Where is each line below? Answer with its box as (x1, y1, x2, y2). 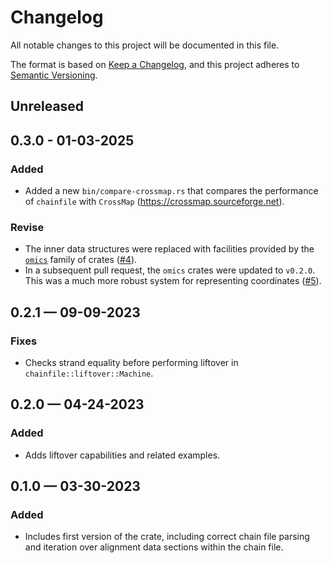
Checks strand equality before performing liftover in (24, 357, 239, 368)
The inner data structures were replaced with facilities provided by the (24, 243, 315, 255)
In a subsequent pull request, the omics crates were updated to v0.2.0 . (24, 264, 316, 276)
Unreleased (10, 98, 85, 115)
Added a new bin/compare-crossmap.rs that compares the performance (24, 185, 319, 197)
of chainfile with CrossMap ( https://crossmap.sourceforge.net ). (24, 196, 285, 208)
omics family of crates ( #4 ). (24, 254, 138, 266)
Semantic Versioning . (10, 69, 98, 81)
